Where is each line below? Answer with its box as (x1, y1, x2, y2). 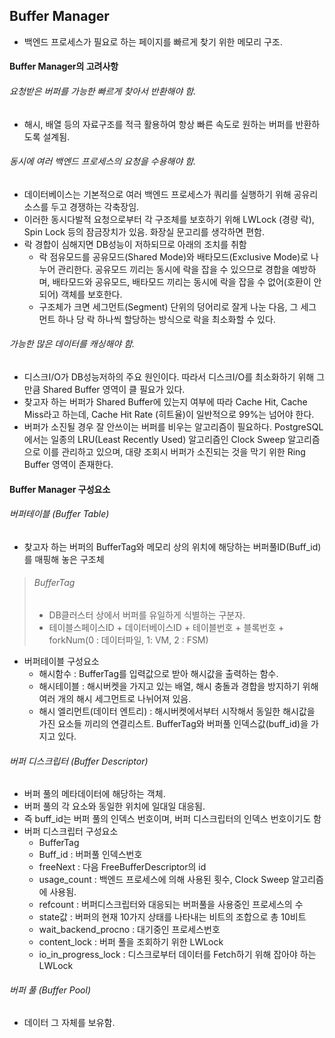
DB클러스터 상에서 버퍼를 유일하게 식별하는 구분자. (48, 609, 246, 621)
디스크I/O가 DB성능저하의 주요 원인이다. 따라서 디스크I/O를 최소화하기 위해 (23, 371, 315, 383)
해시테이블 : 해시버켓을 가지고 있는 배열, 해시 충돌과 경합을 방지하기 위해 (38, 680, 319, 693)
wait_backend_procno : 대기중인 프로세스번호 (38, 924, 221, 936)
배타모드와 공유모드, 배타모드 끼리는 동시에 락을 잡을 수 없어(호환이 (52, 275, 312, 288)
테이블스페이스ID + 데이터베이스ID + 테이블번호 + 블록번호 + (48, 622, 285, 634)
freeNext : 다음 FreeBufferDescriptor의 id (38, 861, 207, 873)
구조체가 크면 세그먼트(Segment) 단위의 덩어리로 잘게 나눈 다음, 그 (38, 300, 299, 313)
